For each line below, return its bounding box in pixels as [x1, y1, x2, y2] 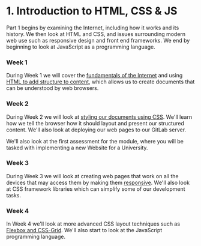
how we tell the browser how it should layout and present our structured [6, 119, 184, 127]
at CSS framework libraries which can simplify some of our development [6, 185, 185, 193]
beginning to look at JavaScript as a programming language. [6, 43, 156, 50]
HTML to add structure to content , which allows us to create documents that [6, 78, 195, 85]
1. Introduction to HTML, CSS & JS [6, 4, 178, 18]
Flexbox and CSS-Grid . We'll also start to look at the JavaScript [6, 227, 163, 234]
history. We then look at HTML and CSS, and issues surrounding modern [6, 30, 186, 37]
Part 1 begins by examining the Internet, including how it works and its [6, 24, 179, 31]
